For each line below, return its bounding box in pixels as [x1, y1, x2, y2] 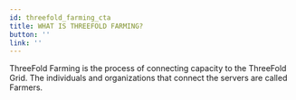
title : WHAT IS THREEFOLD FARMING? [9, 22, 144, 31]
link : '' [9, 38, 43, 48]
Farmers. [9, 82, 43, 93]
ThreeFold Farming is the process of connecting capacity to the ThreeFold [9, 63, 287, 74]
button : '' [9, 30, 51, 39]
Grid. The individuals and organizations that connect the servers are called [9, 73, 288, 84]
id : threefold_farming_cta [9, 13, 111, 23]
